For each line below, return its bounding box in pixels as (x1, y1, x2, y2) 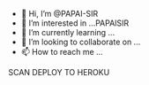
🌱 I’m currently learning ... (20, 27, 115, 37)
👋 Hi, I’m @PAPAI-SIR (20, 9, 99, 19)
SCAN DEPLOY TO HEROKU (8, 67, 110, 77)
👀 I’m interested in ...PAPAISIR (20, 18, 130, 28)
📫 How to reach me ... (20, 47, 103, 57)
